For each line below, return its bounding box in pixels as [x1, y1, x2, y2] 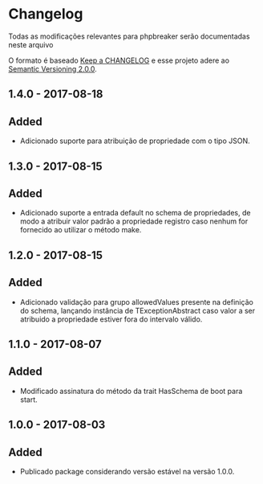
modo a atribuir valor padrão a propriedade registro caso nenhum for [19, 216, 249, 226]
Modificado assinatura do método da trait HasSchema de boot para [19, 386, 243, 396]
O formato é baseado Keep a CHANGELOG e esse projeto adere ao [8, 55, 230, 65]
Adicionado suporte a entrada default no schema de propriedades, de [19, 208, 251, 218]
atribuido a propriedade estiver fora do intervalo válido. [19, 314, 203, 324]
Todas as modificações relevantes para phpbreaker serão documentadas [8, 31, 250, 41]
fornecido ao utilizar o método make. [19, 225, 142, 235]
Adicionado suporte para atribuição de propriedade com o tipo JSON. [19, 136, 250, 146]
